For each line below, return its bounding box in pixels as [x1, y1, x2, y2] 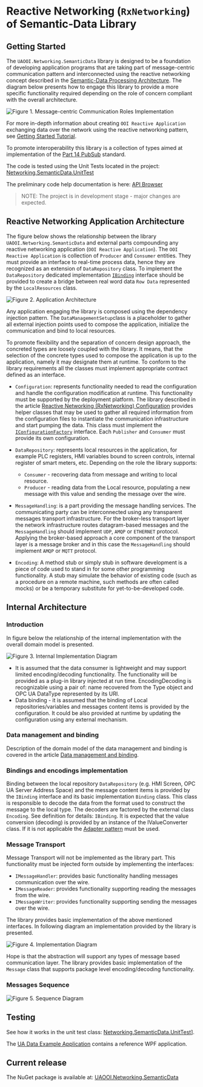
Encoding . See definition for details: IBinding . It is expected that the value [6, 812, 189, 820]
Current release [6, 1057, 67, 1068]
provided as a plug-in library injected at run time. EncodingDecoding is [15, 677, 192, 684]
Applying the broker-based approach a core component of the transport [15, 534, 196, 541]
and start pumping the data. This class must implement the [15, 421, 162, 428]
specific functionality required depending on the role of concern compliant [6, 90, 193, 97]
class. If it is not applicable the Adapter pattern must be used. [6, 825, 160, 833]
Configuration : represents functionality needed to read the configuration [15, 382, 197, 390]
